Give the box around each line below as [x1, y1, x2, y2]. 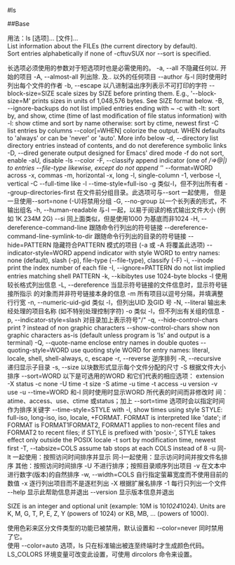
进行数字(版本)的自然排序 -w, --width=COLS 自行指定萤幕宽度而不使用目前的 [7, 470, 229, 479]
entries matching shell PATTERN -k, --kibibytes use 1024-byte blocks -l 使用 [7, 272, 228, 280]
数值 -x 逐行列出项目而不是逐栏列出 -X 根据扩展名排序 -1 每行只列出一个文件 [7, 479, 227, 487]
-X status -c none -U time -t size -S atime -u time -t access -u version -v [7, 380, 218, 388]
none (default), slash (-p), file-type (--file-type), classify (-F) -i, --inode [7, 256, 214, 264]
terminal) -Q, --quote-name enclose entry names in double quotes [7, 339, 199, 346]
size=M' [7, 97, 31, 104]
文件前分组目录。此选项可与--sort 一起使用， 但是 [83, 189, 227, 196]
